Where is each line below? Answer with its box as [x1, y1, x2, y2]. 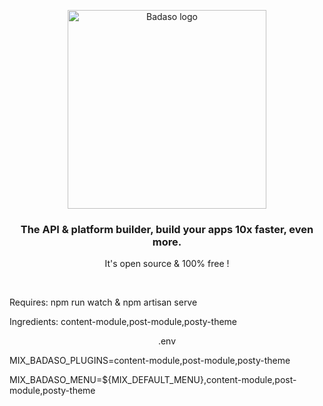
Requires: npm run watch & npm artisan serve [9, 296, 198, 309]
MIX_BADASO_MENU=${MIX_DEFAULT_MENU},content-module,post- [9, 374, 297, 386]
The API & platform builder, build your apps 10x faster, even [20, 222, 314, 236]
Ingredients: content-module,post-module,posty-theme [9, 316, 238, 328]
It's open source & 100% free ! [104, 258, 230, 270]
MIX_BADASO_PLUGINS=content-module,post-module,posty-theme [9, 355, 291, 367]
